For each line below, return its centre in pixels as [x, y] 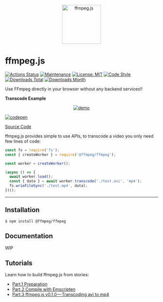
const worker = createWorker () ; [38, 163]
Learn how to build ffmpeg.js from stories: [47, 275]
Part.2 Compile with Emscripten [44, 289]
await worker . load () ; [31, 177]
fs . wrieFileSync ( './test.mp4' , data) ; [49, 186]
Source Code [18, 126]
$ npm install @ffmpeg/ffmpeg [36, 221]
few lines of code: [23, 141]
